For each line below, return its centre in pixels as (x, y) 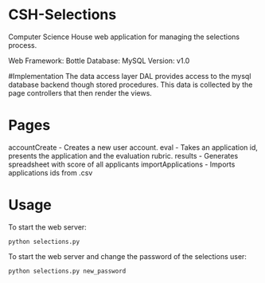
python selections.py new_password (67, 271)
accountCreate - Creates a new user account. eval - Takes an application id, (133, 147)
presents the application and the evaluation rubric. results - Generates (123, 155)
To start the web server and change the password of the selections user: (127, 256)
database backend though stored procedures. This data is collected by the (131, 85)
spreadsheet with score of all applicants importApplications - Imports (122, 164)
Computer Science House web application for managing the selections (124, 37)
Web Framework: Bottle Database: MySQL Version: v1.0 (99, 61)
